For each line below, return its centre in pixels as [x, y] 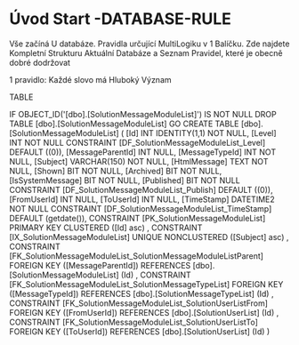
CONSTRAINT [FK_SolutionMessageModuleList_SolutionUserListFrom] [139, 303]
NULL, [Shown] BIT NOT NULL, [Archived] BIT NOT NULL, [116, 171]
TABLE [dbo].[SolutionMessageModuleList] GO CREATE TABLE [124, 124]
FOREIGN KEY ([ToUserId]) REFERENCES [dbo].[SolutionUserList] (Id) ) [140, 331]
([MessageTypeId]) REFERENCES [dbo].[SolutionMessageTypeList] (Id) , [141, 293]
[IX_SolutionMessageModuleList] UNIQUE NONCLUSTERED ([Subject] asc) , [149, 237]
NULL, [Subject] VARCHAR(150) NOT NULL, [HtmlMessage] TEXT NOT [139, 161]
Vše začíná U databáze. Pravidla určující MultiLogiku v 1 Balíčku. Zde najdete [149, 44]
